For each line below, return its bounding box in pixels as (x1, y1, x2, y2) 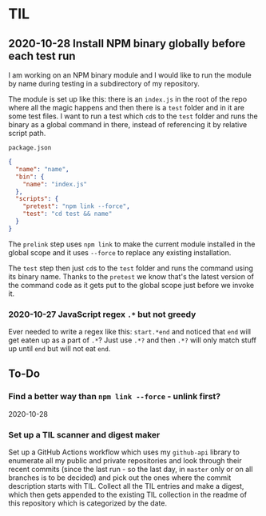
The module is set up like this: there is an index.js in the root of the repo (8, 94, 248, 104)
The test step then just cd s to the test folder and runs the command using (8, 263, 254, 273)
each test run (8, 49, 76, 62)
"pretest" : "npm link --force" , (22, 202, 130, 210)
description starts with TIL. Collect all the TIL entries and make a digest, (8, 482, 244, 491)
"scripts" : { (15, 195, 59, 203)
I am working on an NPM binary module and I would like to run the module (8, 70, 252, 80)
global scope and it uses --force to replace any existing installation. (8, 247, 232, 257)
